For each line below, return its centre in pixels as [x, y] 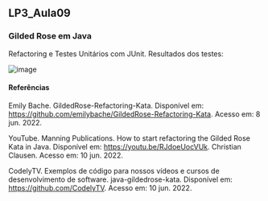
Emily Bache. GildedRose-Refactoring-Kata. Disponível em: [106, 105]
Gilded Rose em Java [50, 36]
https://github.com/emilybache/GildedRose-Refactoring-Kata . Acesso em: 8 [134, 114]
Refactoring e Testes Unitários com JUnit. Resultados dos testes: [116, 53]
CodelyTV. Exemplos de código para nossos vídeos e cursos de [114, 170]
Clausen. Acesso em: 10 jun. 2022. [66, 155]
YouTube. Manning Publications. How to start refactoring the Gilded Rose [130, 138]
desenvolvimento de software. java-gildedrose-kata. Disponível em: [121, 179]
